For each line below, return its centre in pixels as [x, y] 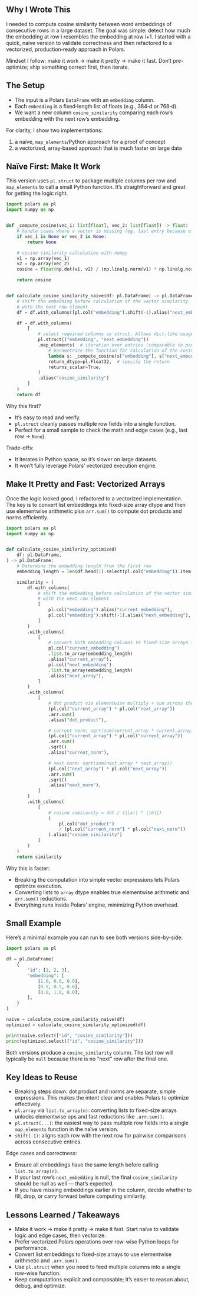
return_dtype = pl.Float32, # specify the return [109, 361]
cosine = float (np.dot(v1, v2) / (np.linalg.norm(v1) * [87, 269]
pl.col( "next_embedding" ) [80, 665]
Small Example [34, 923]
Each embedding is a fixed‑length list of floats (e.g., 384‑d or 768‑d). [96, 106]
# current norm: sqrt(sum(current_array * [101, 731]
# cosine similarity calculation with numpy [72, 253]
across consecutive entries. [48, 1142]
